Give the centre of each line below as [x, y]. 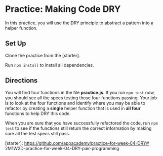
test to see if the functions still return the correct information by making [78, 128]
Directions [21, 81]
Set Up [16, 44]
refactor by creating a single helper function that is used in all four [73, 108]
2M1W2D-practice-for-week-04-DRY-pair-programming [62, 148]
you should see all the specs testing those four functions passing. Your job [81, 98]
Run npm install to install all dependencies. [50, 65]
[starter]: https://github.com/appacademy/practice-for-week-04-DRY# [77, 143]
